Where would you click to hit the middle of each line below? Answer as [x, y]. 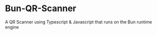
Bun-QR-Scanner [41, 9]
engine [12, 27]
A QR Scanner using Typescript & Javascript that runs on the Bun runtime [78, 22]
